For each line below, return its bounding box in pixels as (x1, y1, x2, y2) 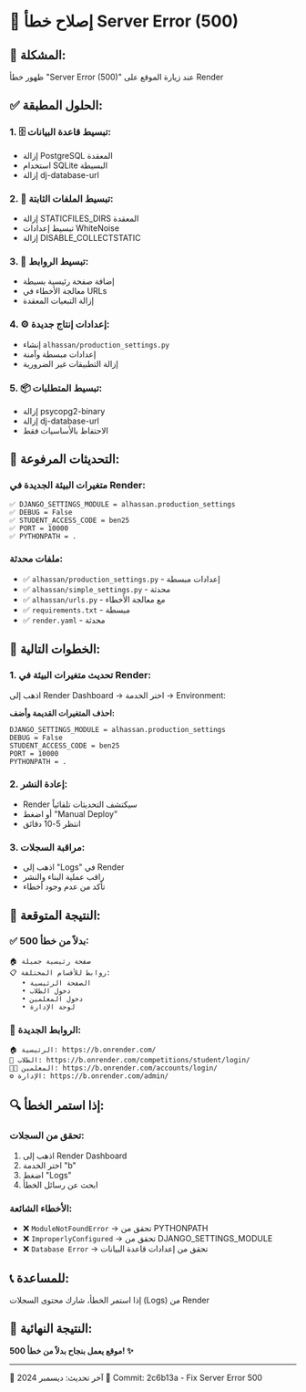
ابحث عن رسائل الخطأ (22, 1179, 98, 1190)
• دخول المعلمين (21, 994, 84, 1003)
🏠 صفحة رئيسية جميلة (9, 957, 91, 966)
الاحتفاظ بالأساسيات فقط (22, 424, 109, 435)
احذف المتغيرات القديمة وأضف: (9, 707, 116, 718)
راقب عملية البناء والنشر (22, 872, 105, 883)
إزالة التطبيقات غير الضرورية (22, 358, 118, 369)
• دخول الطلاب (21, 986, 71, 996)
